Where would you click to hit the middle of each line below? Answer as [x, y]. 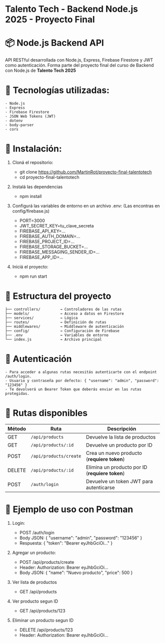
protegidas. [17, 393]
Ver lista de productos [35, 582]
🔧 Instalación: [34, 149]
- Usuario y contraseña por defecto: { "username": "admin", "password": [82, 381]
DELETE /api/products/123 [46, 630]
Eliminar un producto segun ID [43, 620]
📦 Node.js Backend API [55, 43]
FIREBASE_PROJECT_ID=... [47, 241]
